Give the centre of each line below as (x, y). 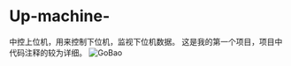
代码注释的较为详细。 (48, 52)
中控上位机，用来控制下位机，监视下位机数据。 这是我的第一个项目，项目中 (146, 41)
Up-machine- (60, 16)
